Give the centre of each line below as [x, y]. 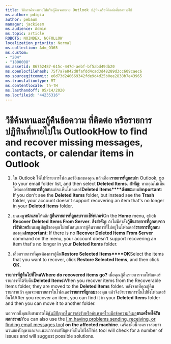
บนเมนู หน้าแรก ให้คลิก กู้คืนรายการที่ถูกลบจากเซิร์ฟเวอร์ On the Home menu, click [84, 216]
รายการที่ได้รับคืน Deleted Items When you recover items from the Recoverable [83, 280]
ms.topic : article [25, 34]
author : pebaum [21, 19]
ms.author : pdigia [25, 15]
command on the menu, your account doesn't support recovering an [84, 239]
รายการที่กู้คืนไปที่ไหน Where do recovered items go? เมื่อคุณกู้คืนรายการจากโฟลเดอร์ [83, 275]
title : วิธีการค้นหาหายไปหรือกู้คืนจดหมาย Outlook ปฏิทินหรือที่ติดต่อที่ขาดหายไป [69, 10]
